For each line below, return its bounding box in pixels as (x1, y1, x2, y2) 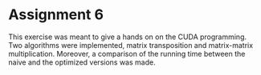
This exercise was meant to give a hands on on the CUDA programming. (8, 32, 247, 41)
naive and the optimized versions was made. (8, 57, 156, 67)
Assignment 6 (8, 6, 104, 24)
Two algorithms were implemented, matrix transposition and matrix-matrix (8, 40, 254, 49)
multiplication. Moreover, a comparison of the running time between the (8, 49, 246, 58)
